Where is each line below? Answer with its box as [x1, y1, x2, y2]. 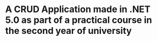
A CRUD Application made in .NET [5, 4, 151, 15]
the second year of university [5, 25, 132, 36]
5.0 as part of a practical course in [5, 14, 152, 26]
